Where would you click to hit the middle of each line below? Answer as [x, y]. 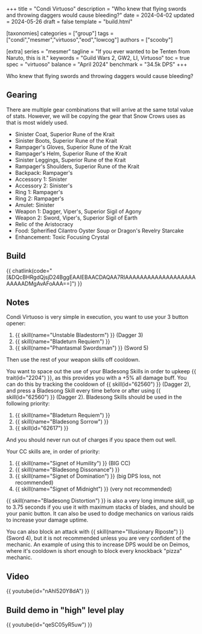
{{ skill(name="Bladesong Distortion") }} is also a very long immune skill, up [100, 501]
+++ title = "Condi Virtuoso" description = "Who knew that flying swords [96, 9]
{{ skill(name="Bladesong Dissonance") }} [67, 470]
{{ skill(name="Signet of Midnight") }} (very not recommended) [93, 489]
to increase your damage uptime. [47, 520]
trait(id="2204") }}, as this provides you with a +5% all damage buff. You [96, 378]
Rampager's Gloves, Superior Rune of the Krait [73, 147]
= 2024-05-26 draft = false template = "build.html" [69, 21]
